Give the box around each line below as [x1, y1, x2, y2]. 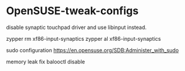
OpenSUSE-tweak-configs [6, 4, 139, 18]
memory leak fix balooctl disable [6, 58, 85, 65]
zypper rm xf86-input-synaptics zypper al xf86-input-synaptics [6, 35, 161, 42]
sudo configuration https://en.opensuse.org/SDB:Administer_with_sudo [6, 46, 179, 54]
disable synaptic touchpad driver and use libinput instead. [6, 24, 147, 31]
